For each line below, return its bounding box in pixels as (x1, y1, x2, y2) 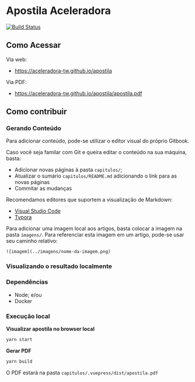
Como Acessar (6, 40, 61, 50)
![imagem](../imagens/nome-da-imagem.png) (6, 249, 111, 255)
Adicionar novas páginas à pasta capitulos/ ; (14, 166, 123, 173)
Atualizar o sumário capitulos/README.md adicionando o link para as (14, 172, 177, 179)
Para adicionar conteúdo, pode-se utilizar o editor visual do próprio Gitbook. (6, 137, 190, 144)
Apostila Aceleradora (6, 4, 111, 18)
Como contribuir (6, 107, 67, 117)
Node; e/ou (14, 291, 42, 298)
